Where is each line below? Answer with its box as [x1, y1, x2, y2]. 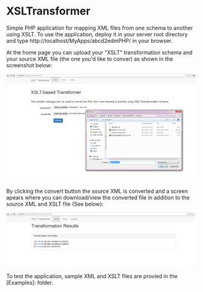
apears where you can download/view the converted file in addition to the [6, 193, 190, 201]
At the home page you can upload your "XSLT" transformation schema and [6, 48, 193, 56]
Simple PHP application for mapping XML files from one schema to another [6, 24, 193, 31]
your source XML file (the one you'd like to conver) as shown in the [6, 55, 173, 62]
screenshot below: [6, 62, 53, 69]
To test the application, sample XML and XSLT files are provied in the [6, 272, 178, 279]
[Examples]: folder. [6, 279, 53, 286]
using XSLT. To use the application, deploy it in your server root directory [6, 30, 188, 37]
